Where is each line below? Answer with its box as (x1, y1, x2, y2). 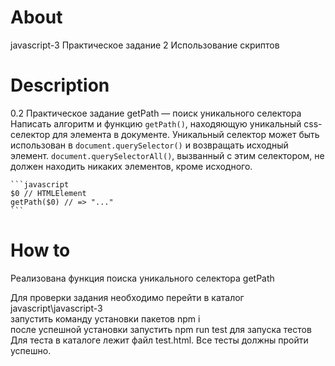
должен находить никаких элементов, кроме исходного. (10, 160, 253, 172)
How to (10, 239, 71, 262)
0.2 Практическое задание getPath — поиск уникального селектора (10, 107, 302, 119)
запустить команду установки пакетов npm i (10, 312, 201, 325)
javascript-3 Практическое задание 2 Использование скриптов (10, 39, 280, 51)
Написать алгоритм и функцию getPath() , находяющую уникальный (10, 117, 302, 130)
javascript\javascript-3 (10, 302, 103, 314)
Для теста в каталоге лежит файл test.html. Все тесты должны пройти (10, 334, 309, 346)
